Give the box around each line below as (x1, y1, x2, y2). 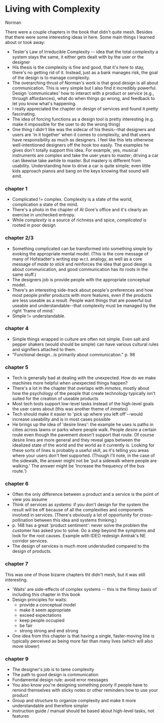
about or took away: (5, 39, 45, 45)
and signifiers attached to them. (12, 346, 77, 352)
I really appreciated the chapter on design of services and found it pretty (12, 106, 159, 112)
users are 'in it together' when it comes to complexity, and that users (12, 132, 150, 137)
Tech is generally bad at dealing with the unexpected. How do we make (12, 375, 156, 381)
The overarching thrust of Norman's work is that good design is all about (12, 79, 159, 86)
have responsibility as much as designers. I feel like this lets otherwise (12, 137, 154, 142)
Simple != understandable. (12, 313, 66, 319)
